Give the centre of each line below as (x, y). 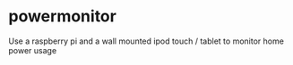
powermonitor (63, 16)
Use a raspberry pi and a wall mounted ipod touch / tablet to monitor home (146, 41)
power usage (33, 50)
